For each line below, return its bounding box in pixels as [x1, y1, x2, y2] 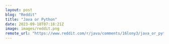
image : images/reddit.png [5, 26, 59, 31]
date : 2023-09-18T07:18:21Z [5, 21, 64, 27]
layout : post [5, 7, 33, 13]
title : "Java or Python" [5, 17, 57, 22]
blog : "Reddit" [5, 12, 37, 17]
